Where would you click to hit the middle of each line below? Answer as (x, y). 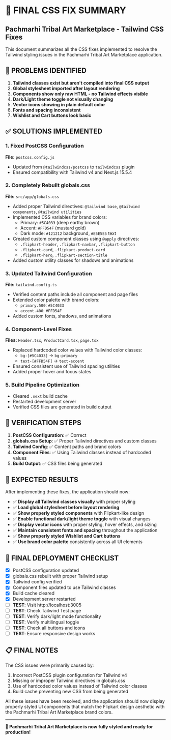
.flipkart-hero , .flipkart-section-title (64, 255)
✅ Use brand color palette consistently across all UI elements (77, 542)
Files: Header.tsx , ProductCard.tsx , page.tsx (52, 340)
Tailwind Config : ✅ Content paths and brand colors (67, 447)
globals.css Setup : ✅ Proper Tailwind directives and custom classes (84, 441)
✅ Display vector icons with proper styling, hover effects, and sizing (84, 525)
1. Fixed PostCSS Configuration (45, 146)
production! (18, 732)
